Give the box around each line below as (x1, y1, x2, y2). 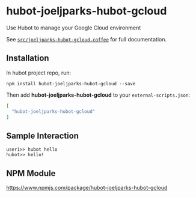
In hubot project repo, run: (6, 69, 72, 76)
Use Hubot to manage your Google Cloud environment (6, 24, 141, 31)
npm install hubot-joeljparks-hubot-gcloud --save (6, 80, 136, 86)
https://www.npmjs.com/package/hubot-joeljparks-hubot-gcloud (6, 184, 168, 191)
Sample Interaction (6, 130, 79, 141)
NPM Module (6, 168, 56, 178)
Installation (6, 53, 49, 64)
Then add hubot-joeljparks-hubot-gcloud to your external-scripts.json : (6, 91, 191, 98)
